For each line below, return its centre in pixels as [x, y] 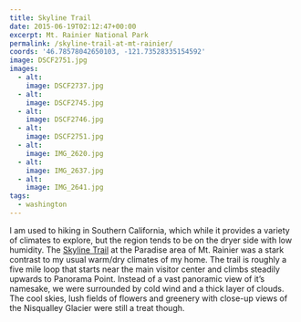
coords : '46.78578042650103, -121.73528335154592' [108, 52]
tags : [20, 196]
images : [24, 69]
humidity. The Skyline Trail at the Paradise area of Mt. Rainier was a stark [147, 249]
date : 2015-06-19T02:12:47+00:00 [73, 26]
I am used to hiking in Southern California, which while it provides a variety [150, 230]
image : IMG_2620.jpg [65, 153]
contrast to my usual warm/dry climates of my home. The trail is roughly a [148, 259]
